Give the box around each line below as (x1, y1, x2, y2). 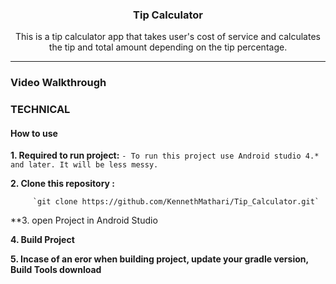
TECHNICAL (10, 103, 71, 117)
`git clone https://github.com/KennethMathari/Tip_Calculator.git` (32, 197, 320, 207)
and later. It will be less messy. (10, 160, 159, 170)
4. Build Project (10, 234, 75, 246)
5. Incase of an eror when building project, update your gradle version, (10, 253, 309, 265)
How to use (10, 127, 58, 139)
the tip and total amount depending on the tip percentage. (48, 41, 288, 53)
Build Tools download (10, 264, 102, 276)
